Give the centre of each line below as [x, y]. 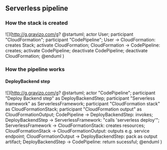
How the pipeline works [35, 69]
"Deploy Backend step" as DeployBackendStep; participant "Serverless [80, 98]
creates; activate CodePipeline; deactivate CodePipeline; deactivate [76, 50]
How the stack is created [37, 23]
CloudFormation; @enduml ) [35, 56]
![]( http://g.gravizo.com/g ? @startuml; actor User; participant [69, 34]
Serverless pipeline [37, 8]
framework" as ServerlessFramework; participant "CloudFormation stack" [83, 103]
